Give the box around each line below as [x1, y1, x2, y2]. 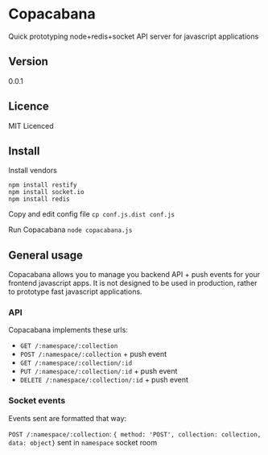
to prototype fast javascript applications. [8, 287, 142, 296]
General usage [8, 248, 83, 262]
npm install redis [8, 195, 70, 204]
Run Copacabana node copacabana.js [8, 225, 133, 234]
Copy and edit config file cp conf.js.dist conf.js [8, 209, 175, 219]
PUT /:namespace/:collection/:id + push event [19, 366, 178, 376]
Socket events [8, 395, 66, 407]
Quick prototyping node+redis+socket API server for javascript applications [8, 31, 259, 41]
